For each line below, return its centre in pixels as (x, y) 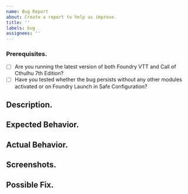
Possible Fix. (30, 185)
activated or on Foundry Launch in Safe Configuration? (81, 86)
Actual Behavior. (37, 145)
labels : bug (21, 28)
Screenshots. (31, 165)
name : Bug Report (27, 11)
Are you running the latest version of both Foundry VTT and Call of (95, 67)
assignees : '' (23, 34)
